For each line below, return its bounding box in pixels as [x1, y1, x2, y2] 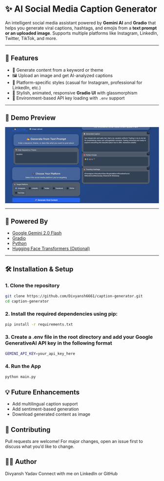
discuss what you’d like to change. [5, 443, 75, 449]
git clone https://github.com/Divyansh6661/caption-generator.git [5, 294, 143, 299]
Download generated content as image [12, 411, 91, 417]
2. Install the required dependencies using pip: [5, 310, 118, 317]
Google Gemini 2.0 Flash [12, 230, 62, 236]
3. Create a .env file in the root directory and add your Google [5, 333, 153, 340]
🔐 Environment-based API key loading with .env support [12, 95, 125, 101]
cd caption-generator [5, 299, 49, 304]
